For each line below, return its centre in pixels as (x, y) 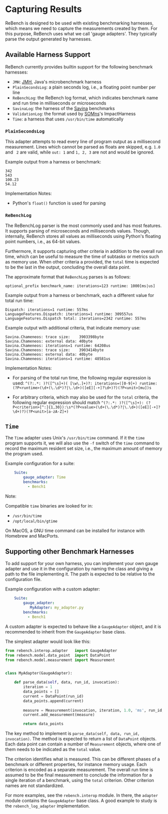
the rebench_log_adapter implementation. (47, 806)
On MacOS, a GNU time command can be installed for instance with (75, 530)
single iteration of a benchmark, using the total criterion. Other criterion (79, 780)
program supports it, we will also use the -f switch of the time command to (82, 443)
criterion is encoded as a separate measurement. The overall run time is (79, 770)
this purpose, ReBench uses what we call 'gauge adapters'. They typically (81, 33)
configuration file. (23, 579)
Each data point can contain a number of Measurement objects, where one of (83, 744)
